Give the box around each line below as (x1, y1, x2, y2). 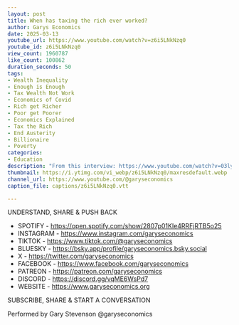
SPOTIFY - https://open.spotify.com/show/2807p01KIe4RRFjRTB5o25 (17, 222, 222, 230)
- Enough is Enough (7, 83, 65, 90)
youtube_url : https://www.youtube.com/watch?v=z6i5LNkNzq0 (7, 37, 186, 44)
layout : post (7, 10, 46, 18)
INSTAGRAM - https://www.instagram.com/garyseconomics (17, 229, 193, 238)
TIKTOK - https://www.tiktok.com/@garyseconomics (17, 237, 173, 245)
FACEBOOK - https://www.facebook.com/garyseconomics (17, 260, 189, 268)
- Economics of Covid (7, 97, 72, 104)
